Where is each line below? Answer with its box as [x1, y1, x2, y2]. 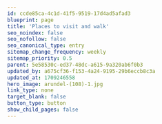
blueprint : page [7, 17, 54, 23]
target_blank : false [7, 94, 67, 101]
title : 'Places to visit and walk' [7, 23, 110, 30]
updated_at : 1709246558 [7, 74, 76, 81]
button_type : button [7, 100, 67, 107]
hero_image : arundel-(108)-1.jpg [7, 81, 103, 87]
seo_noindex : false [7, 29, 63, 37]
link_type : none [7, 87, 54, 94]
